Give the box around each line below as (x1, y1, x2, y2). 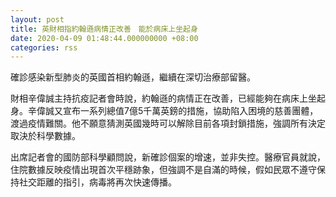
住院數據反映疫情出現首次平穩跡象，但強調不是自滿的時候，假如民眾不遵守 (10, 164, 317, 176)
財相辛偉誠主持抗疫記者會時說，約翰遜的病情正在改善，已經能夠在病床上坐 (10, 92, 317, 105)
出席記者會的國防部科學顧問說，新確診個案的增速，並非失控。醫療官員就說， (10, 151, 326, 163)
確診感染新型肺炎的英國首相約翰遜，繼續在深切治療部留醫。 (10, 71, 256, 83)
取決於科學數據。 (10, 130, 81, 142)
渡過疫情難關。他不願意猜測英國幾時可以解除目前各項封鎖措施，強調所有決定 (10, 117, 326, 130)
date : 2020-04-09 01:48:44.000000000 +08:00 (10, 33, 199, 43)
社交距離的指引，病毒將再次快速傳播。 (18, 176, 177, 188)
